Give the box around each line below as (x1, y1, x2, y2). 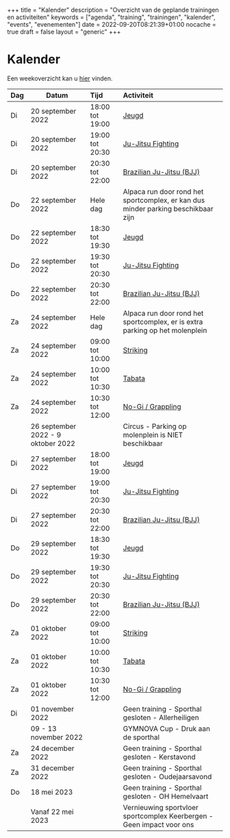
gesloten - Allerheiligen (123, 713, 200, 722)
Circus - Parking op (123, 421, 187, 431)
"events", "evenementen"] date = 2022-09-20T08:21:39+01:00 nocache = (7, 21, 217, 28)
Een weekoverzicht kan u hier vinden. (7, 74, 113, 82)
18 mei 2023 (30, 787, 73, 797)
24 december (30, 743, 75, 753)
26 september (30, 421, 77, 431)
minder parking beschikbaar (123, 204, 214, 213)
